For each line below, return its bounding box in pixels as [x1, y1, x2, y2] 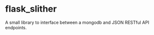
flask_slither [5, 3, 57, 15]
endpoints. [5, 24, 27, 30]
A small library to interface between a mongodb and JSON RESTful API [5, 19, 150, 25]
